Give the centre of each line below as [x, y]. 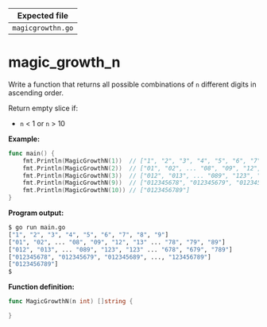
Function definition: [42, 287]
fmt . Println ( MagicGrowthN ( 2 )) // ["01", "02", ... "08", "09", [131, 168]
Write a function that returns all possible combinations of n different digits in [132, 84]
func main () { [32, 153]
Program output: [36, 213]
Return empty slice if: [43, 108]
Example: [24, 139]
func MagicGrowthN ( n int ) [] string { [71, 302]
